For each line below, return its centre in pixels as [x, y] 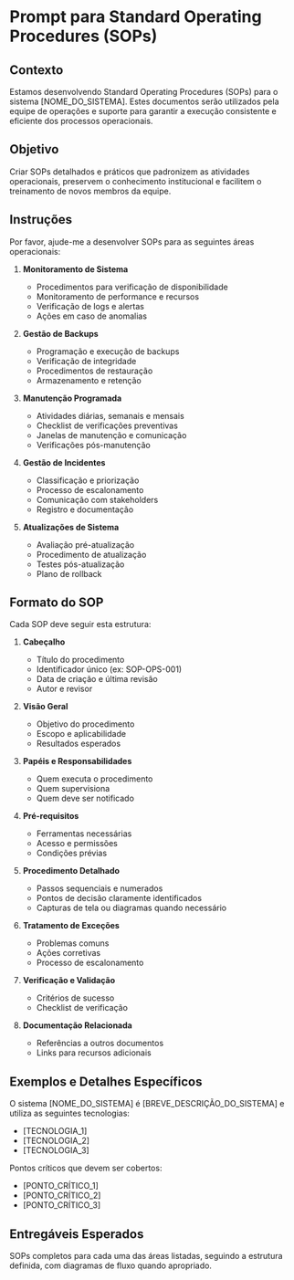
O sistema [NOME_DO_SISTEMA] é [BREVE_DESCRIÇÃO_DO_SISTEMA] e [147, 1104]
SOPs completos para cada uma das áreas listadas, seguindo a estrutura [146, 1256]
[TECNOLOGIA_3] [56, 1150]
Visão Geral [45, 707]
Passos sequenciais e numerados [100, 888]
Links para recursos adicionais [94, 1053]
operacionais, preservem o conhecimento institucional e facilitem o [136, 181]
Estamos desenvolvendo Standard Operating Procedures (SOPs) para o [144, 92]
